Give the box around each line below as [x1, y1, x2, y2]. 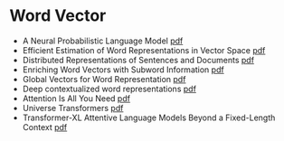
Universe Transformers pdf [22, 102, 124, 113]
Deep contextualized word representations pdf [22, 83, 197, 94]
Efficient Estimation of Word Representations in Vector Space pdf [22, 44, 266, 55]
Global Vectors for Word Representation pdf [22, 73, 186, 84]
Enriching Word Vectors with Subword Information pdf [22, 64, 224, 75]
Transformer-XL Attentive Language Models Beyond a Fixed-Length [22, 112, 276, 123]
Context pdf [22, 121, 68, 132]
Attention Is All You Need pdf [22, 92, 131, 104]
